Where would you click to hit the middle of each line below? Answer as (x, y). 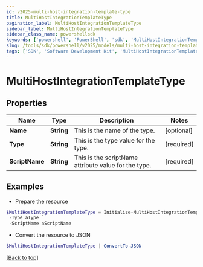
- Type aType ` (27, 218)
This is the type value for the (114, 140)
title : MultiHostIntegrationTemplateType (59, 18)
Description (117, 120)
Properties (27, 103)
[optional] (179, 130)
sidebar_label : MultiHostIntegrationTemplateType (70, 29)
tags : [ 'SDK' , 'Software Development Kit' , (62, 51)
